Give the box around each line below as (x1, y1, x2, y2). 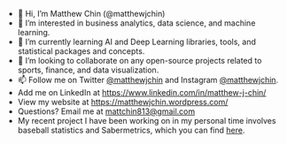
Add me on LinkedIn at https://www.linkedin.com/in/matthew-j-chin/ (17, 87, 267, 97)
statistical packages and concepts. (17, 46, 145, 57)
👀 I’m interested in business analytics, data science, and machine (17, 18, 256, 28)
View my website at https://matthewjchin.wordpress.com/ (17, 97, 229, 107)
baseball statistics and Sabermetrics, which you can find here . (17, 125, 245, 135)
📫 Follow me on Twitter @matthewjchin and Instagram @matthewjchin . (17, 75, 279, 85)
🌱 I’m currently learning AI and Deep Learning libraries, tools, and (17, 36, 257, 47)
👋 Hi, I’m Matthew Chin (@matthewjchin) (17, 9, 166, 19)
